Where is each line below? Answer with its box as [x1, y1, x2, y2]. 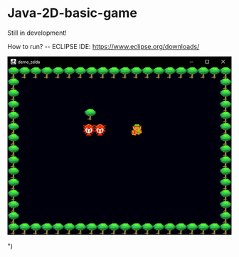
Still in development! [7, 28, 68, 37]
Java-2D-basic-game [7, 5, 137, 21]
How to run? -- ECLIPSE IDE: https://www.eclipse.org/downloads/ [7, 42, 200, 50]
